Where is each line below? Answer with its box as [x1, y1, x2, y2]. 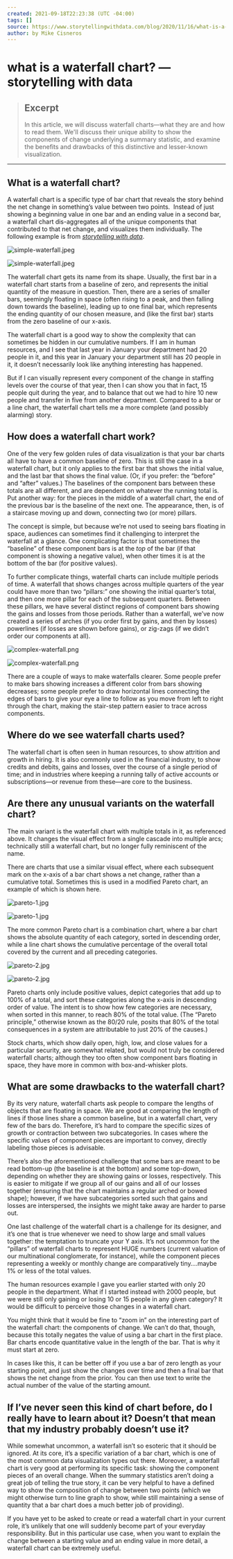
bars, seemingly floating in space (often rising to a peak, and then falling [7, 295, 214, 304]
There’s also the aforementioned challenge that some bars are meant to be [7, 1157, 221, 1166]
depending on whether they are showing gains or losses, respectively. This [7, 1172, 222, 1180]
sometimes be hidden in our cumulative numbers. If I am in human [7, 338, 196, 347]
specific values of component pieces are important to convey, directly [7, 1136, 207, 1145]
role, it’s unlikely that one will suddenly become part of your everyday [7, 1522, 206, 1530]
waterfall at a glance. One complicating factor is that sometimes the [7, 537, 200, 545]
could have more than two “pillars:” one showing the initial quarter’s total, [7, 587, 216, 595]
